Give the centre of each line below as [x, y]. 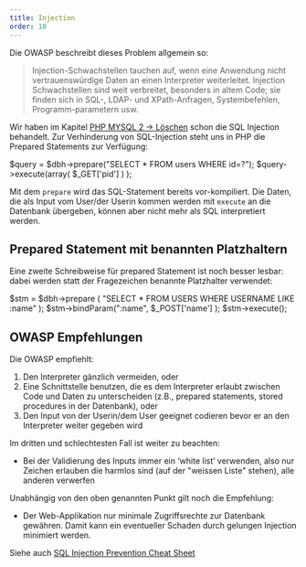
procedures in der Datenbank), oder [90, 406]
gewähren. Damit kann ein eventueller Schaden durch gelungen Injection [159, 526]
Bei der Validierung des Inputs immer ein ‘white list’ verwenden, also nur [158, 461]
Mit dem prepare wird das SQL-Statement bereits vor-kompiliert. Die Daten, [151, 191]
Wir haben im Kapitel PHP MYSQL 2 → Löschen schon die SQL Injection [145, 127]
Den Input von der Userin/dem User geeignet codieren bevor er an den [156, 416]
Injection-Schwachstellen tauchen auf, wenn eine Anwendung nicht [158, 70]
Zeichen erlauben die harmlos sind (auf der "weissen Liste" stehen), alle [158, 471]
